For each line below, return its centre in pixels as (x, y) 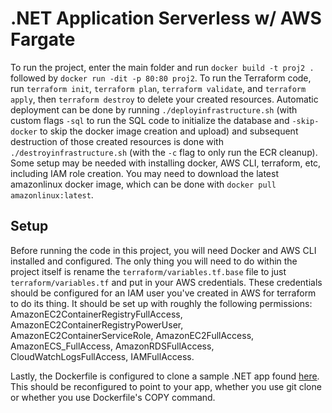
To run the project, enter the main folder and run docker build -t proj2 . (162, 67)
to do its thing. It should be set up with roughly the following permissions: (161, 303)
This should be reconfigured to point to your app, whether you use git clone (166, 386)
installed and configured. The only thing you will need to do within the (154, 261)
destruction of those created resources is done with (117, 141)
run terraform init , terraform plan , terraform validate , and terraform (158, 88)
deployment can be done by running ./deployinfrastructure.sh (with (154, 109)
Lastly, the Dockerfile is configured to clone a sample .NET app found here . (165, 376)
